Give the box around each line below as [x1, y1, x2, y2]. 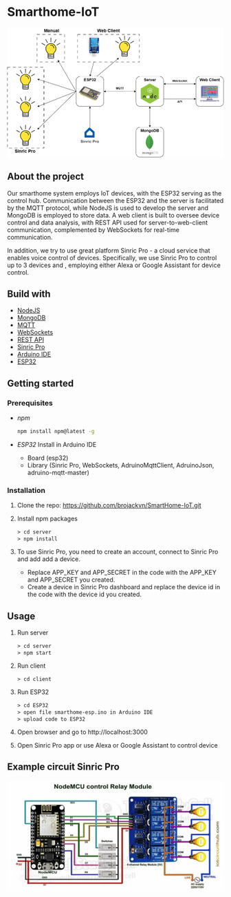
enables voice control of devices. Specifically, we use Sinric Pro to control [7, 253, 217, 262]
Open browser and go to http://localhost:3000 [16, 728, 148, 737]
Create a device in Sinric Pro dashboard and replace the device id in [27, 583, 221, 591]
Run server [16, 629, 49, 637]
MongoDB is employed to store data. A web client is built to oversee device [7, 211, 220, 219]
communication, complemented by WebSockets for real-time [7, 225, 180, 234]
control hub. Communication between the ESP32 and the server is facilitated [7, 196, 224, 204]
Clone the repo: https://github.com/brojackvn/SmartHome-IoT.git [16, 501, 201, 509]
